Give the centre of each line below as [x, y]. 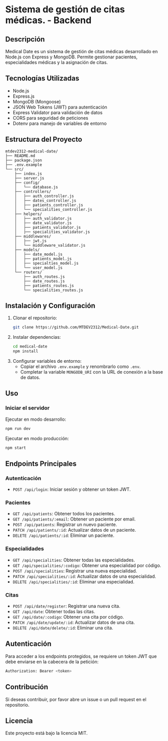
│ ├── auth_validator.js [43, 219]
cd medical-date [30, 346]
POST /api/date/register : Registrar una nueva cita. [66, 606]
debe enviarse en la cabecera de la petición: [52, 662]
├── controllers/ [33, 191]
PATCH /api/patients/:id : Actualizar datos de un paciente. [74, 530]
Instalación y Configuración [50, 306]
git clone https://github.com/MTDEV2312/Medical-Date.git [76, 328]
